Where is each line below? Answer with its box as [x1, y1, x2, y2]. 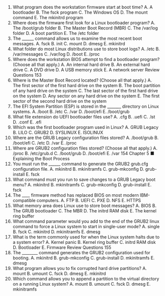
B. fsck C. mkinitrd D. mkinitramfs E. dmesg [12, 229, 101, 235]
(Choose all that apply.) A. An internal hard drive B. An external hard [12, 61, 150, 67]
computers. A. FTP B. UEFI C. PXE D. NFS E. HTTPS [36, 198, 141, 203]
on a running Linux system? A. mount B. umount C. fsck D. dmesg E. [12, 281, 151, 287]
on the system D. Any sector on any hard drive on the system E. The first [12, 93, 160, 99]
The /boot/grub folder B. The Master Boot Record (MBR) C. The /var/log [12, 25, 158, 31]
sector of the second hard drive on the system [12, 98, 107, 104]
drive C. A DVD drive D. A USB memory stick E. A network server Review [12, 67, 160, 73]
